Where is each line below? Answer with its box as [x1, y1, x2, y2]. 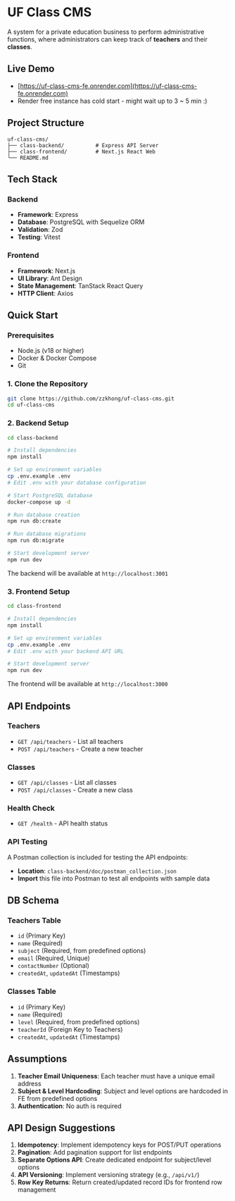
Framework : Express [17, 211, 79, 219]
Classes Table [7, 987, 56, 997]
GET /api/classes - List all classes [17, 778, 118, 787]
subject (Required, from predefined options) [17, 947, 146, 955]
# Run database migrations [7, 530, 87, 537]
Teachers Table [7, 916, 62, 926]
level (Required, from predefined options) [17, 1017, 140, 1026]
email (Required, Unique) [17, 954, 90, 962]
